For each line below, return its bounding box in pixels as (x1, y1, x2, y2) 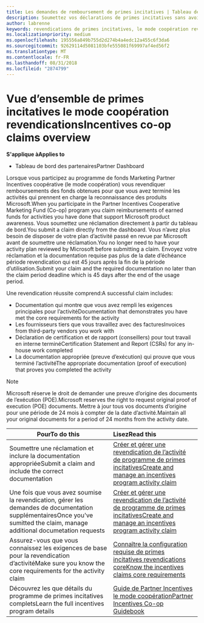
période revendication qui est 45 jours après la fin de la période (6, 258, 165, 266)
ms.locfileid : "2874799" (6, 65, 69, 72)
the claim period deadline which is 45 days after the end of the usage (6, 272, 180, 279)
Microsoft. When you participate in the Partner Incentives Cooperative (6, 200, 180, 208)
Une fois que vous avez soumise (9, 488, 102, 497)
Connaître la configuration (113, 540, 188, 549)
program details (9, 607, 55, 616)
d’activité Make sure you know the (9, 559, 105, 568)
